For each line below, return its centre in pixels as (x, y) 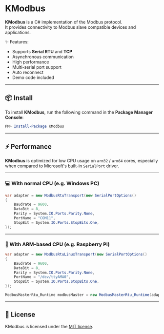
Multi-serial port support (37, 67)
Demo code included (33, 77)
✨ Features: (17, 41)
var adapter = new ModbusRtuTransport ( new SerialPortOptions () (71, 196)
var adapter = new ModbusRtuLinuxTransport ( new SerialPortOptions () (76, 255)
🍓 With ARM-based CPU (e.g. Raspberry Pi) (57, 244)
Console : (14, 117)
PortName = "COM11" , (35, 218)
